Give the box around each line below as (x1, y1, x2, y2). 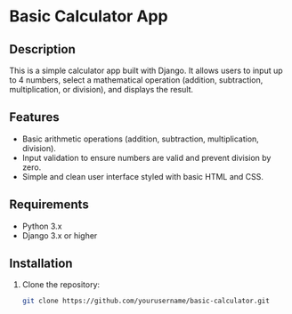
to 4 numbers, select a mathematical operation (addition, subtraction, (9, 75, 264, 85)
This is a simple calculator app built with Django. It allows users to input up (9, 65, 283, 76)
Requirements (9, 197, 89, 213)
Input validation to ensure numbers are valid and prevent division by (21, 152, 272, 163)
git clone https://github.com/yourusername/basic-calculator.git (21, 296, 270, 306)
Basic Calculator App (9, 6, 168, 27)
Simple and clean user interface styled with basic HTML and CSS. (21, 171, 264, 181)
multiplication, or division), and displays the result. (9, 85, 194, 94)
